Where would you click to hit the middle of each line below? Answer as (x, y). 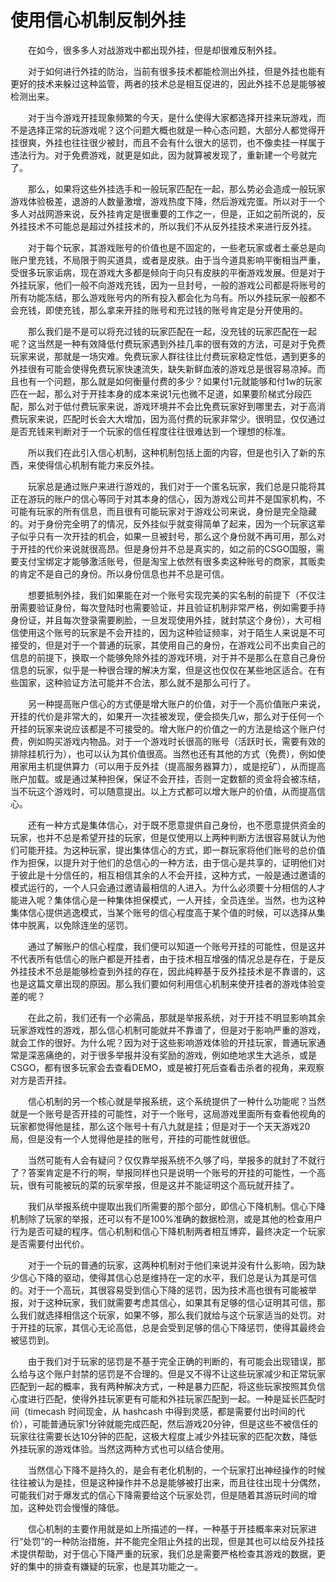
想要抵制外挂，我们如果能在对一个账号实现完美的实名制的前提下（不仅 (172, 595)
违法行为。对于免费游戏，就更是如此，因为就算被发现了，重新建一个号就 (159, 155)
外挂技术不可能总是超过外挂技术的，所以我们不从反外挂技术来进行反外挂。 (163, 226)
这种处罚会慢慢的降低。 (76, 1507)
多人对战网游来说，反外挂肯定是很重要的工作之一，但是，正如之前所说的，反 (168, 213)
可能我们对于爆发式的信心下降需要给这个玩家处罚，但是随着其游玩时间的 (159, 1495)
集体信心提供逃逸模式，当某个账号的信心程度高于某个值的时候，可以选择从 (163, 912)
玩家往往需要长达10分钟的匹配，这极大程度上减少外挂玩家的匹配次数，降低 (164, 1436)
